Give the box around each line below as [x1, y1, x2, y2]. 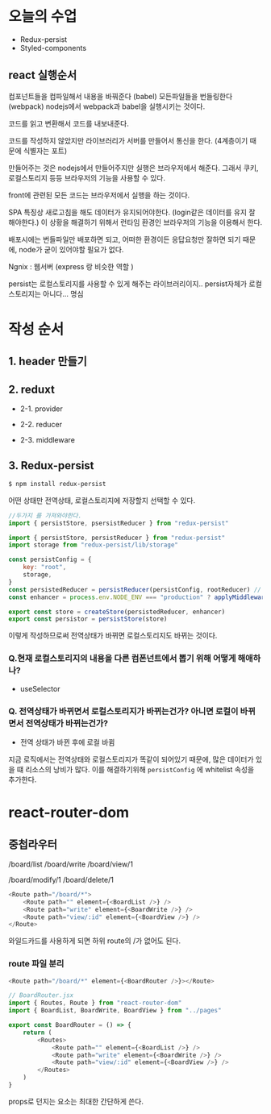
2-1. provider [19, 404, 63, 414]
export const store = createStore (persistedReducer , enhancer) [8, 608, 226, 616]
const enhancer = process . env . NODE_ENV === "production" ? [8, 593, 211, 601]
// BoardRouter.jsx [8, 991, 74, 1000]
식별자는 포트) [23, 146, 68, 156]
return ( [23, 1029, 52, 1037]
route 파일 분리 [8, 958, 65, 970]
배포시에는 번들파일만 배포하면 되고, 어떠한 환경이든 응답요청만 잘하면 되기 [8, 235, 241, 244]
